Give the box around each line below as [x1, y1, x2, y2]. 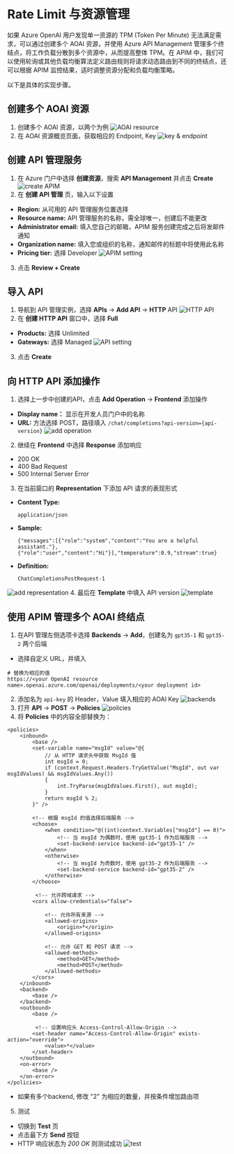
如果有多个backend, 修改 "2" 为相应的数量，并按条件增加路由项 [17, 1093, 200, 1100]
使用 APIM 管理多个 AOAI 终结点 [7, 611, 145, 622]
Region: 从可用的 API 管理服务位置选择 [17, 205, 129, 213]
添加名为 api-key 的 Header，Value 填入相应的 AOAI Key [17, 695, 180, 703]
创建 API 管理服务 [7, 154, 82, 166]
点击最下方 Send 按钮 [17, 1131, 79, 1139]
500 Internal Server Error [17, 469, 89, 479]
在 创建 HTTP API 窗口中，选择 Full [17, 314, 118, 323]
